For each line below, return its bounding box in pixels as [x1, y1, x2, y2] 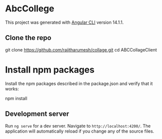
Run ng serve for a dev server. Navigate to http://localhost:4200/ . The [5, 123, 151, 129]
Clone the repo [5, 34, 52, 42]
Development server [5, 110, 69, 118]
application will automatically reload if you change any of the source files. [5, 128, 154, 134]
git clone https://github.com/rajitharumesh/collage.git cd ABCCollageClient [5, 46, 157, 52]
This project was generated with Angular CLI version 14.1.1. [5, 19, 124, 25]
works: [5, 86, 19, 92]
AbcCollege [5, 3, 55, 14]
